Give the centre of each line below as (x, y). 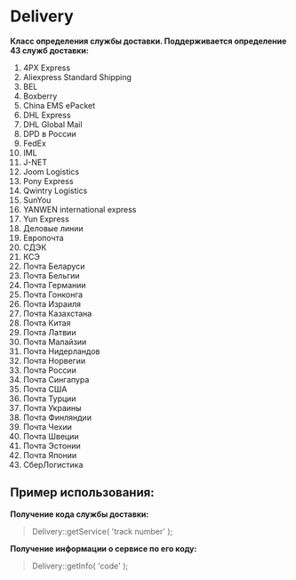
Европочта (44, 238)
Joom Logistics (51, 172)
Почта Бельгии (51, 275)
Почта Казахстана (57, 313)
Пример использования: (82, 492)
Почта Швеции (51, 436)
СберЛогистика (53, 464)
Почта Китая (47, 323)
